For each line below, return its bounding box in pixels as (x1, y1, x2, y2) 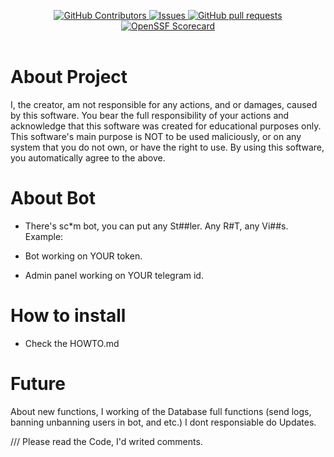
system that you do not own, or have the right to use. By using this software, (10, 141, 325, 153)
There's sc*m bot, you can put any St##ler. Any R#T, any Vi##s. (24, 220, 289, 232)
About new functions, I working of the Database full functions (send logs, (10, 405, 312, 417)
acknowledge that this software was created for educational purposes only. (10, 120, 322, 132)
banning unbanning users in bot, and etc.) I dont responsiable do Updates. (10, 416, 317, 428)
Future (10, 373, 67, 395)
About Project (10, 66, 128, 89)
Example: (24, 230, 64, 242)
